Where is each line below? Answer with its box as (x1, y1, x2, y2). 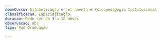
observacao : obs (5, 21, 39, 26)
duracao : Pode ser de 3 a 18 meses (5, 16, 79, 21)
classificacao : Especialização (5, 12, 70, 17)
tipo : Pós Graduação (5, 25, 48, 30)
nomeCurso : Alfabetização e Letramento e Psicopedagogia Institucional (5, 7, 157, 12)
